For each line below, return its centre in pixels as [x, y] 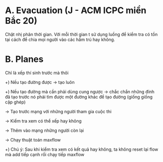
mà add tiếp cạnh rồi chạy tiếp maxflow [45, 154]
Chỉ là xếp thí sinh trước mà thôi [37, 73]
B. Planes [24, 59]
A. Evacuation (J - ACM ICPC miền [76, 10]
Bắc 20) [21, 21]
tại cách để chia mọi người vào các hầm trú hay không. [60, 40]
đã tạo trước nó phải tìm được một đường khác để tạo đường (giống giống [79, 97]
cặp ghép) [15, 102]
